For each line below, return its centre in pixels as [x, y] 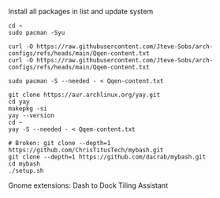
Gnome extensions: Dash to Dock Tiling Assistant [88, 185]
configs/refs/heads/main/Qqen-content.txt [79, 54]
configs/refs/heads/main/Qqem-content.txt [79, 67]
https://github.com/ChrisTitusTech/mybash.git [86, 150]
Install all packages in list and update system [81, 11]
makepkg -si [28, 109]
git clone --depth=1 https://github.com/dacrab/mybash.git [107, 157]
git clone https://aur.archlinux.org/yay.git [84, 95]
